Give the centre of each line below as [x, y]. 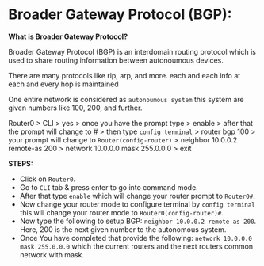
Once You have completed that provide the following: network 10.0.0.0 [136, 237]
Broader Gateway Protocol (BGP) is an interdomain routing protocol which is [132, 51]
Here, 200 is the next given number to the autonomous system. [123, 229]
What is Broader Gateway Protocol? [68, 36]
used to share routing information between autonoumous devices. [116, 60]
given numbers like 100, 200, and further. [75, 108]
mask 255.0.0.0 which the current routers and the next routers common [136, 246]
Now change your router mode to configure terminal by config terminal [138, 204]
